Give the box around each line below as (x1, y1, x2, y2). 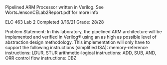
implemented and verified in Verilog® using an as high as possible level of (5, 34, 157, 40)
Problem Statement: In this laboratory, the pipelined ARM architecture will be (5, 29, 162, 34)
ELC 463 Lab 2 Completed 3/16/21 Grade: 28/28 (5, 19, 104, 25)
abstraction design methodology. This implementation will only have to (5, 39, 151, 45)
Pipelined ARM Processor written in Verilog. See (5, 4, 104, 10)
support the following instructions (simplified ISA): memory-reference (5, 45, 148, 50)
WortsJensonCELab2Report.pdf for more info (5, 9, 99, 15)
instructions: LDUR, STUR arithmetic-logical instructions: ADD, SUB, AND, (5, 50, 157, 56)
